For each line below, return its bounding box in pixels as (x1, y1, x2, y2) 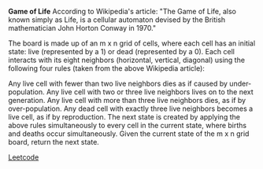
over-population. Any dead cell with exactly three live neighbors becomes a (8, 104, 254, 113)
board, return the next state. (8, 138, 100, 146)
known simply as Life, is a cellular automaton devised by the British (8, 15, 226, 24)
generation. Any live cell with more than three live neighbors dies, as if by (8, 96, 246, 105)
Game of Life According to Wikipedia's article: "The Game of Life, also (8, 7, 236, 16)
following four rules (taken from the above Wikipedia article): (8, 64, 205, 73)
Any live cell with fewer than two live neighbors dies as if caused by (8, 79, 228, 88)
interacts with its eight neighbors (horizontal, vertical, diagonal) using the (8, 55, 246, 64)
